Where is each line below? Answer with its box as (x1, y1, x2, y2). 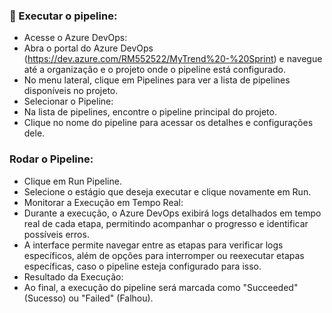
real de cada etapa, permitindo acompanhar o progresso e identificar (23, 217, 309, 229)
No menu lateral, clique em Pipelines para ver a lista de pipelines (23, 74, 291, 86)
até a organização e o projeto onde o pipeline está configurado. (23, 64, 286, 76)
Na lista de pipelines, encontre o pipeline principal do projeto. (23, 106, 277, 118)
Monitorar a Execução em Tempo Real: (23, 196, 184, 208)
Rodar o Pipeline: (9, 152, 94, 166)
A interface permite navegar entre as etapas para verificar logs (23, 239, 284, 251)
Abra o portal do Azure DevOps (23, 42, 154, 54)
